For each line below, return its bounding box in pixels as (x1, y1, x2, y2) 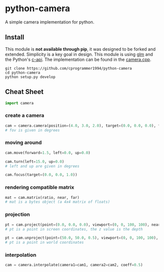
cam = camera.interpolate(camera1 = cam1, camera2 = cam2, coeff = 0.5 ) (5, 263, 143, 268)
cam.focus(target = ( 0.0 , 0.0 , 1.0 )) (5, 173, 78, 177)
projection (5, 211, 30, 218)
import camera (5, 100, 34, 105)
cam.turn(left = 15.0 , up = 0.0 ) (5, 159, 64, 164)
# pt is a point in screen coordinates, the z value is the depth (5, 227, 143, 232)
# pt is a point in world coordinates (5, 240, 84, 245)
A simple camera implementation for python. (5, 19, 95, 25)
